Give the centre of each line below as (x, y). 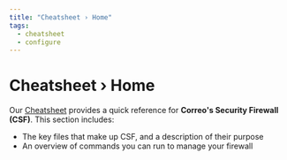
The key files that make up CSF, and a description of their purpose (143, 137)
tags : (19, 26)
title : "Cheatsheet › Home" (61, 17)
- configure (39, 42)
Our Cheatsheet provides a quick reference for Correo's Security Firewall (144, 110)
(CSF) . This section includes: (62, 119)
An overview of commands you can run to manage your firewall (137, 146)
